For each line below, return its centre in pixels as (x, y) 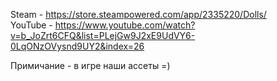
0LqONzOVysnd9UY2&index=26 (77, 46)
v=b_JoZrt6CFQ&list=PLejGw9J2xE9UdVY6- (103, 35)
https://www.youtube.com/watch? (125, 25)
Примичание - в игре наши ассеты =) (90, 65)
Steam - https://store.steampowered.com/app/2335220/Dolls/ (138, 14)
